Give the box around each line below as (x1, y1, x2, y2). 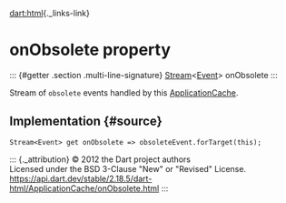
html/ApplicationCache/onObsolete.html (9, 182, 160, 194)
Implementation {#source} (9, 114, 163, 129)
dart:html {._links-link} (9, 8, 91, 18)
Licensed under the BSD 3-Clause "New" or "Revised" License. (9, 163, 247, 174)
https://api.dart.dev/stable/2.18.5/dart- (9, 173, 153, 184)
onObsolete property (9, 40, 171, 60)
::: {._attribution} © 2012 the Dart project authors (9, 154, 191, 165)
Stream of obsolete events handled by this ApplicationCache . (9, 86, 239, 98)
